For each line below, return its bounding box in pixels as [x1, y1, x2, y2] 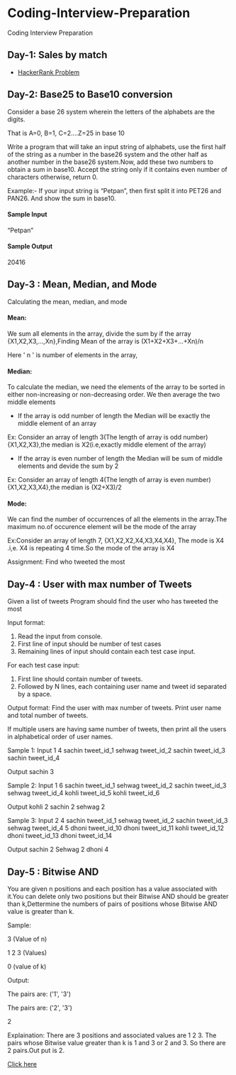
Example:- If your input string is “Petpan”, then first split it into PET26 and [7, 186, 222, 195]
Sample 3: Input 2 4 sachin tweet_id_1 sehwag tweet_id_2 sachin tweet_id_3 [7, 817, 228, 825]
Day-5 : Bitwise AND [7, 866, 99, 878]
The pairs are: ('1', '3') [7, 990, 72, 998]
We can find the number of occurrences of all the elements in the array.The [7, 515, 227, 523]
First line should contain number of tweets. [17, 675, 143, 683]
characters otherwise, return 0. [7, 173, 98, 181]
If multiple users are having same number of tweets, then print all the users [7, 725, 227, 733]
